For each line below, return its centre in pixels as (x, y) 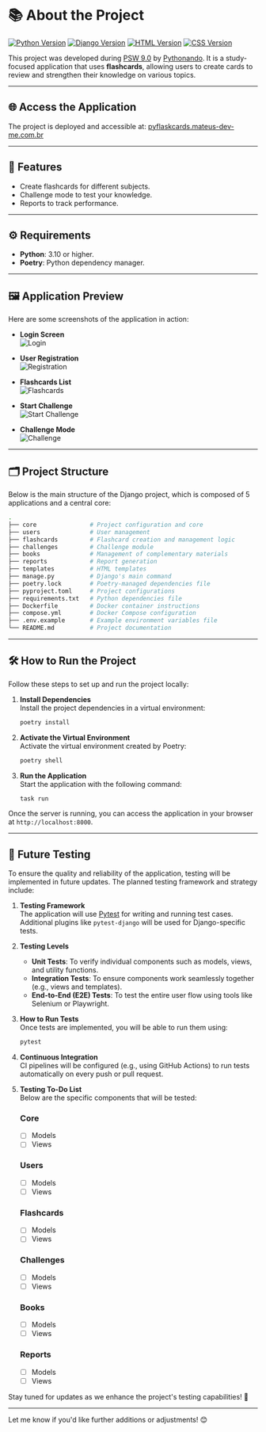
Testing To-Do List (51, 1090)
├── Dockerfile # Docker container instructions (104, 606)
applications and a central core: (60, 503)
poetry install (45, 722)
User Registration (49, 358)
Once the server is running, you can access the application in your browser (131, 814)
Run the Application (53, 775)
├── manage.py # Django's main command (90, 576)
